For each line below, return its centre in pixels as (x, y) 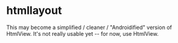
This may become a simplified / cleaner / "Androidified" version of (89, 27)
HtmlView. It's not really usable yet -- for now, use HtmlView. (83, 33)
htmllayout (34, 11)
